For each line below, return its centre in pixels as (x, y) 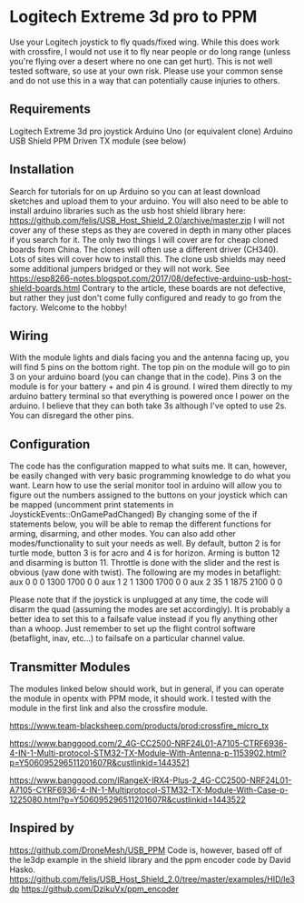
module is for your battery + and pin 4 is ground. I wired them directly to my (151, 386)
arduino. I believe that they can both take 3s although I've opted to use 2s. (148, 406)
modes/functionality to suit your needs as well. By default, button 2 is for (145, 544)
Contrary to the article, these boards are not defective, (184, 287)
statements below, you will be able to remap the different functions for (141, 524)
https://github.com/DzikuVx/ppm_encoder (100, 888)
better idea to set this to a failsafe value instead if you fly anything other (144, 619)
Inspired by (42, 828)
